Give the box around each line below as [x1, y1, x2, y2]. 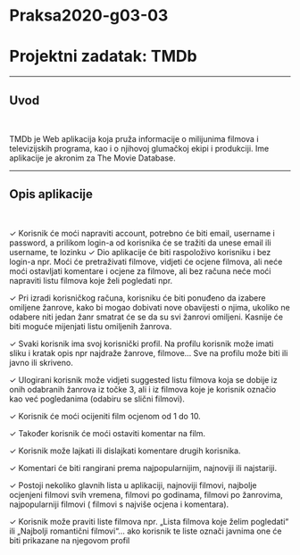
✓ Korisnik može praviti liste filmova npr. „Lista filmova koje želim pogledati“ [9, 516, 289, 526]
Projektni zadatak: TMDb [9, 46, 198, 67]
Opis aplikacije [9, 186, 94, 202]
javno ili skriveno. [9, 357, 73, 368]
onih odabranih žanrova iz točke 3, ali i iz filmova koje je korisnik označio [9, 384, 277, 394]
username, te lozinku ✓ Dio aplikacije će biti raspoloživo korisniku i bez [9, 246, 271, 257]
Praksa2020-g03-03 [9, 5, 169, 26]
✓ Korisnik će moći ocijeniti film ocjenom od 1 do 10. [9, 410, 201, 421]
